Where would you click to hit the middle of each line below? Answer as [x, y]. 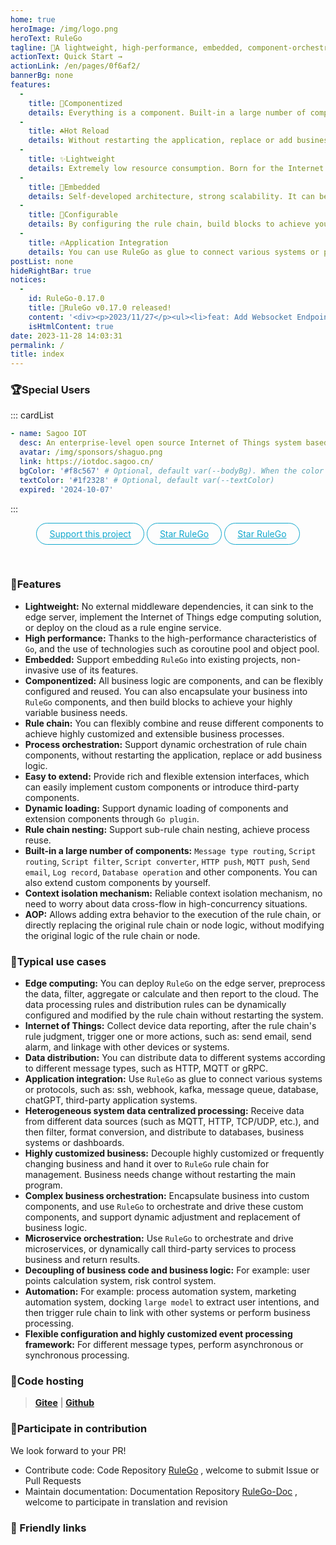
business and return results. [82, 1260]
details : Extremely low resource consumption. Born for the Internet [176, 168]
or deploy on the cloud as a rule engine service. [123, 627]
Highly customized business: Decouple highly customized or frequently [174, 1153]
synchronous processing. [77, 1355]
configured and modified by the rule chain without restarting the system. [174, 1015]
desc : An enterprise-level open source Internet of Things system [160, 443]
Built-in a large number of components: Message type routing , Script [170, 850]
